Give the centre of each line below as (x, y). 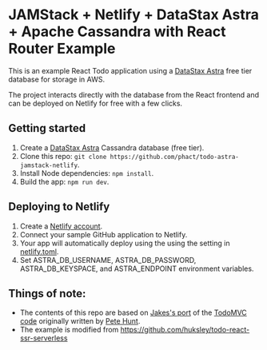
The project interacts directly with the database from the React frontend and (134, 94)
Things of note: (47, 293)
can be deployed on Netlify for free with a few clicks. (95, 103)
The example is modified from (69, 330)
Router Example (62, 49)
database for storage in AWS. (57, 79)
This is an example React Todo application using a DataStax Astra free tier (130, 70)
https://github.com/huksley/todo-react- (185, 330)
